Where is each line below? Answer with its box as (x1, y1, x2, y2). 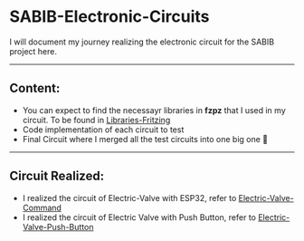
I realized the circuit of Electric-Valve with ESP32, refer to (22, 192, 237, 203)
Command (22, 202, 62, 213)
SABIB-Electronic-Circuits (9, 6, 210, 27)
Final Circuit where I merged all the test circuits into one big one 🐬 (22, 133, 269, 144)
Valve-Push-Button (22, 221, 94, 232)
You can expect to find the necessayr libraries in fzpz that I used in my (22, 104, 287, 115)
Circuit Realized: (9, 169, 105, 184)
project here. (9, 45, 57, 56)
